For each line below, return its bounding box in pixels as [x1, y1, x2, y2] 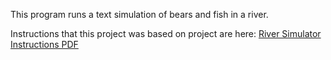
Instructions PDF [10, 39, 79, 50]
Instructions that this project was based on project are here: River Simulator [10, 28, 322, 39]
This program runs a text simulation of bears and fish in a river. [10, 9, 269, 20]
